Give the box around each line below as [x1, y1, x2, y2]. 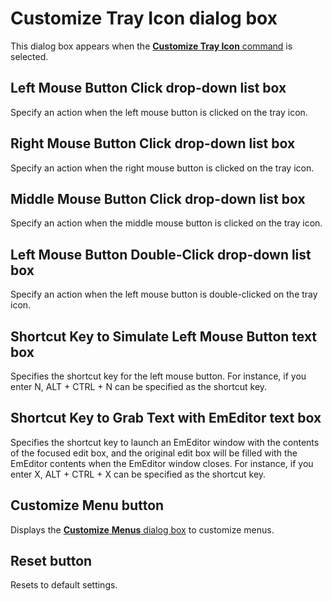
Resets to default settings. [10, 579, 118, 591]
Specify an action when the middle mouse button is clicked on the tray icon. [10, 217, 323, 229]
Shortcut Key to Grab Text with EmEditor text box [10, 410, 322, 427]
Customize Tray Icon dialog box [10, 7, 278, 30]
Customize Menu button [10, 497, 165, 514]
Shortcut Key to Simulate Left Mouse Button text [10, 328, 318, 345]
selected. [10, 50, 49, 62]
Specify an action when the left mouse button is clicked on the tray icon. [10, 106, 308, 118]
